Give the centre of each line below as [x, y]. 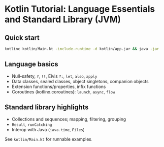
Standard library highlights [47, 107]
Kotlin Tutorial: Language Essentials [80, 9]
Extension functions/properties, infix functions [59, 87]
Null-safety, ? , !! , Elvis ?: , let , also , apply [54, 76]
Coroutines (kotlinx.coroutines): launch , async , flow [63, 91]
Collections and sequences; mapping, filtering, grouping [69, 119]
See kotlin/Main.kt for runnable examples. [49, 139]
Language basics [32, 64]
